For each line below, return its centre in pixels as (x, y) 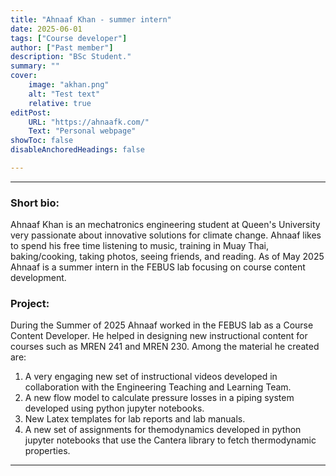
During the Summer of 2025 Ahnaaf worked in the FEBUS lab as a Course (162, 325)
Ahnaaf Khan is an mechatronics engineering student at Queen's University (165, 225)
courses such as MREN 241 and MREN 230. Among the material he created (165, 347)
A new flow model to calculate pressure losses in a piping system (159, 398)
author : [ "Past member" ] (62, 47)
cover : (24, 76)
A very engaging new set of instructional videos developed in (151, 377)
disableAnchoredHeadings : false (77, 150)
